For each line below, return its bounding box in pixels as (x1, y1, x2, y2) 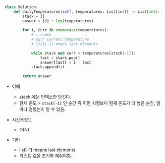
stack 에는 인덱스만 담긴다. (19, 94, 71, 100)
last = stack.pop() (40, 55, 80, 60)
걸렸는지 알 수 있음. (28, 107, 66, 112)
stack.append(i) (31, 64, 65, 69)
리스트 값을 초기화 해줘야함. (19, 153, 72, 159)
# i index (31, 32, 52, 37)
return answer (22, 74, 52, 79)
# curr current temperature (31, 37, 90, 42)
